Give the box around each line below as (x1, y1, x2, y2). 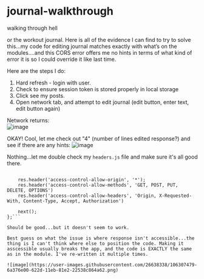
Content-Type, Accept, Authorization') (22, 198, 124, 204)
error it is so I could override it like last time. (7, 55, 117, 63)
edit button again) (15, 105, 60, 112)
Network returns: (7, 117, 50, 124)
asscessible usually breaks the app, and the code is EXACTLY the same (7, 246, 192, 252)
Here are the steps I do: (7, 67, 66, 74)
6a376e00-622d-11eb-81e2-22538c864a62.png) (7, 267, 119, 273)
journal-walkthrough (7, 4, 114, 18)
